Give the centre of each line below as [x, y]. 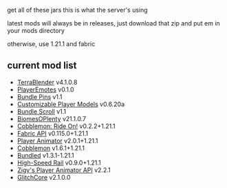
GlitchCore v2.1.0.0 [44, 177]
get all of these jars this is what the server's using [77, 10]
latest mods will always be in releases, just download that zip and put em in [113, 23]
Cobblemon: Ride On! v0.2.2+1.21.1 [66, 126]
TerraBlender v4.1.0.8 [47, 82]
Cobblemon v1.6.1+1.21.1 [51, 148]
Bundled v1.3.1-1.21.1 [45, 155]
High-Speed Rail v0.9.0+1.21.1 [59, 163]
